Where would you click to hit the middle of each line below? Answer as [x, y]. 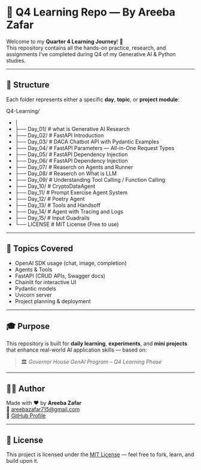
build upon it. [22, 461]
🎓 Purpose [28, 326]
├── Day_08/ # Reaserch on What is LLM [66, 173]
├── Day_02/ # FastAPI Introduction [59, 135]
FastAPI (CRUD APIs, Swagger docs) [60, 276]
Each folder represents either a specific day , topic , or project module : [93, 99]
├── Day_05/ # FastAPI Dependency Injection [71, 154]
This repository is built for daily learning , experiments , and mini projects [97, 344]
